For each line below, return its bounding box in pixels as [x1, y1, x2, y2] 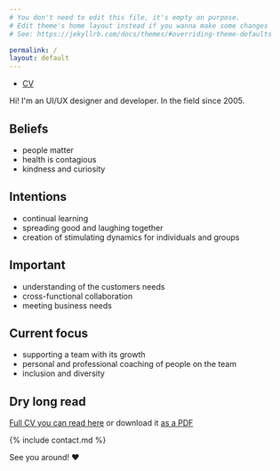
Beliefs [9, 121, 49, 136]
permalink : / [9, 45, 58, 54]
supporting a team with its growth [21, 349, 146, 360]
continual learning [21, 212, 89, 223]
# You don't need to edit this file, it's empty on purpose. [9, 12, 241, 22]
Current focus [9, 325, 89, 340]
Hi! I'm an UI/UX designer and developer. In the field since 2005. [9, 95, 245, 107]
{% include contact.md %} [9, 435, 107, 445]
